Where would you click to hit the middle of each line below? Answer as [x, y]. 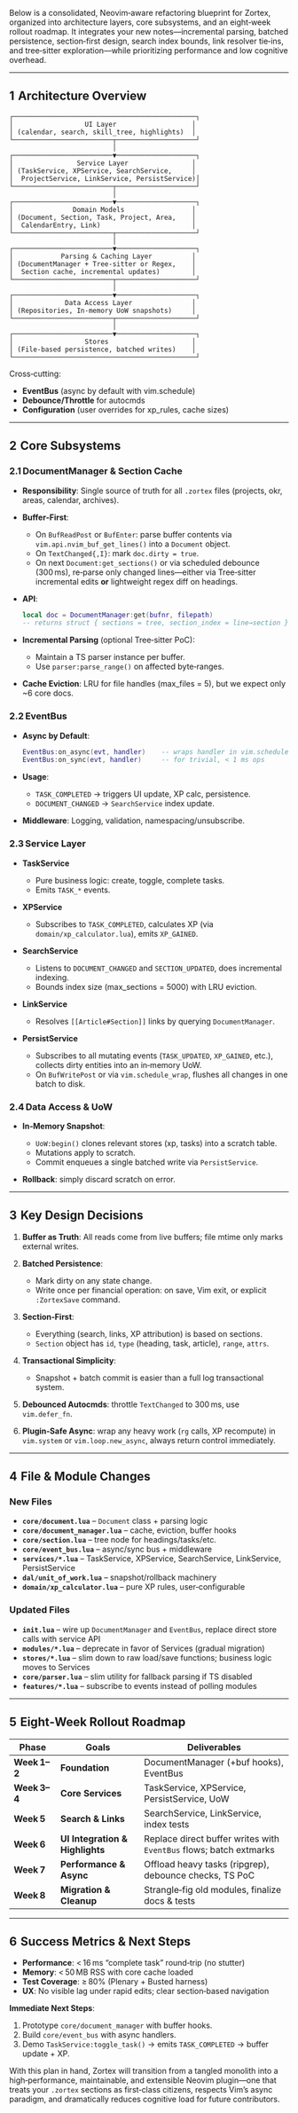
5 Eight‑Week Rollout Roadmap [98, 1722]
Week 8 [30, 1895]
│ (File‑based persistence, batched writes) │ [103, 350]
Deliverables [214, 1747]
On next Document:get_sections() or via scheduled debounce [147, 562]
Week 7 [30, 1869]
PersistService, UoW [187, 1798]
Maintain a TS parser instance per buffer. [110, 657]
